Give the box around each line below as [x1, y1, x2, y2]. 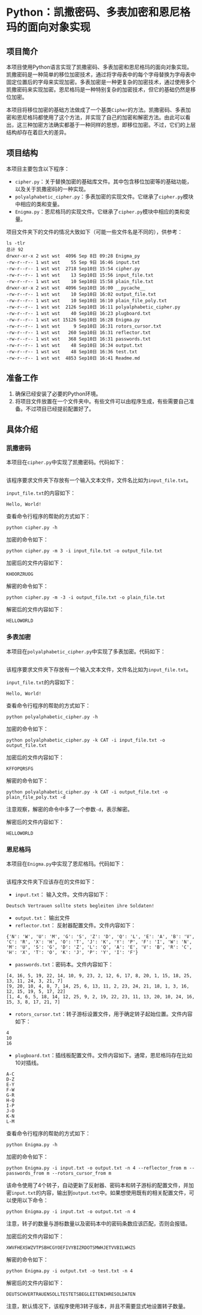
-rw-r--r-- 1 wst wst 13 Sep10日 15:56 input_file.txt [6, 272, 154, 278]
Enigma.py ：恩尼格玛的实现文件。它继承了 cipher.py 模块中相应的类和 [14, 208, 185, 215]
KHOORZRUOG [6, 572, 34, 578]
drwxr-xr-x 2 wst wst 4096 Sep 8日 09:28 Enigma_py [6, 253, 140, 259]
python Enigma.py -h [6, 1141, 58, 1148]
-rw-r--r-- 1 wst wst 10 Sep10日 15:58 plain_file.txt [6, 278, 154, 284]
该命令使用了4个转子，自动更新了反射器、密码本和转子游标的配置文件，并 [6, 1182, 189, 1189]
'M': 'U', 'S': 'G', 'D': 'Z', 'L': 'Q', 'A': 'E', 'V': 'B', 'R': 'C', [6, 944, 192, 950]
